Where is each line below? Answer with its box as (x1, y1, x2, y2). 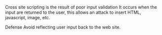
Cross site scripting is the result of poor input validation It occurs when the (5, 4, 157, 10)
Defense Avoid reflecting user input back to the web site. (5, 24, 121, 30)
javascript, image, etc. (5, 15, 50, 20)
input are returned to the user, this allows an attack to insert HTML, (5, 9, 142, 15)
